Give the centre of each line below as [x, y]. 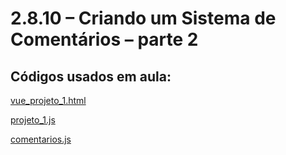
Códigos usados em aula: [91, 76]
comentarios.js [41, 139]
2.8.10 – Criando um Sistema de [143, 18]
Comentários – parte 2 [104, 39]
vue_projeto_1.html [48, 100]
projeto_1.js [33, 120]
